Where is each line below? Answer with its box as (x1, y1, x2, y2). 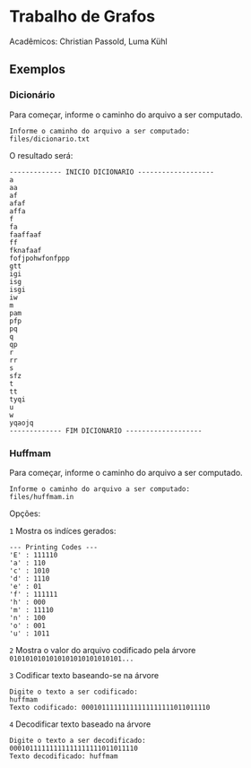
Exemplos (9, 62, 65, 77)
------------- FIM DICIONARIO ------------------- (9, 426, 203, 436)
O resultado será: (9, 150, 74, 160)
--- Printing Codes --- (9, 542, 99, 552)
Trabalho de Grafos (9, 6, 156, 27)
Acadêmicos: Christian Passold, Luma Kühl (9, 36, 168, 47)
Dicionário (9, 89, 56, 101)
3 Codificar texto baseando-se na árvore (9, 669, 160, 680)
